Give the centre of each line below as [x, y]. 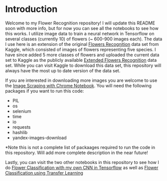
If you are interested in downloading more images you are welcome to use [81, 80]
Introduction [31, 9]
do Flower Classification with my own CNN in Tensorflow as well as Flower [82, 168]
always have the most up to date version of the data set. [63, 70]
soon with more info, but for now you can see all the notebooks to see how [82, 28]
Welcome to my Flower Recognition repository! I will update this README [80, 23]
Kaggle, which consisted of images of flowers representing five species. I [81, 49]
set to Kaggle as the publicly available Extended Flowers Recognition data [81, 60]
